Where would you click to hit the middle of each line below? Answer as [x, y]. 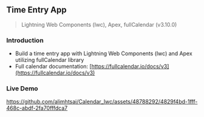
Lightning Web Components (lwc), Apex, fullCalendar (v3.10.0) [99, 24]
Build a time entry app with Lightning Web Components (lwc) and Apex [104, 53]
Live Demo [22, 89]
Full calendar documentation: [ [53, 67]
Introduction [25, 40]
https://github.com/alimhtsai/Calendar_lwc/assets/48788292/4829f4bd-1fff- [102, 102]
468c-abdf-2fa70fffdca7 [37, 108]
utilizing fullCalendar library [49, 60]
